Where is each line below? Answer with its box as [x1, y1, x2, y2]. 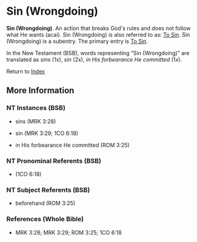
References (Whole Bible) [6, 215, 84, 224]
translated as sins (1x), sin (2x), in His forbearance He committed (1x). [6, 56, 182, 63]
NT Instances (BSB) [6, 104, 66, 112]
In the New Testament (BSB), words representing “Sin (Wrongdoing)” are [6, 49, 190, 56]
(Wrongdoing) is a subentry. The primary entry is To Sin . [6, 37, 148, 45]
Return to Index [6, 67, 45, 75]
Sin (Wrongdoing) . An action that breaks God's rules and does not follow [6, 24, 191, 32]
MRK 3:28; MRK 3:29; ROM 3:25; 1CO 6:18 [15, 229, 122, 236]
